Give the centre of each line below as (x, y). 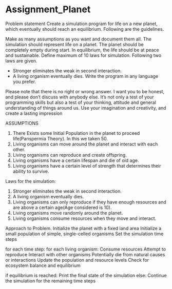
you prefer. (24, 81)
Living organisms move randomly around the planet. (68, 213)
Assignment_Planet (48, 9)
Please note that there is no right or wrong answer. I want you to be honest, (85, 91)
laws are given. (21, 60)
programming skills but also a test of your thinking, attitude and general (81, 102)
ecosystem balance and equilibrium (43, 265)
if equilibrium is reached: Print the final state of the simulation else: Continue (86, 275)
